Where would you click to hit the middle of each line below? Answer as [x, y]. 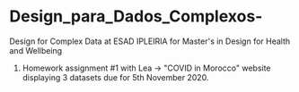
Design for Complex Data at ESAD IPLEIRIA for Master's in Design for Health [150, 41]
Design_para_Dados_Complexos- [136, 17]
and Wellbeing [36, 50]
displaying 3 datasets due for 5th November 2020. [115, 77]
